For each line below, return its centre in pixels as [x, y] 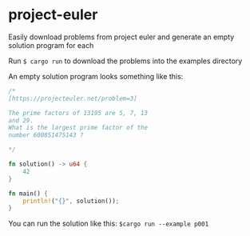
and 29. [21, 120]
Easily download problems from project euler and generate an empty [121, 37]
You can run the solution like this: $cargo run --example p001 [109, 224]
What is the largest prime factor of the [78, 128]
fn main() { [28, 194]
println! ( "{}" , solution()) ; [71, 201]
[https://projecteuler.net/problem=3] [73, 98]
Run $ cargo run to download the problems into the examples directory [125, 61]
